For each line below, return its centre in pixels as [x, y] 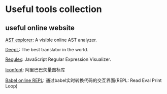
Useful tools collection [54, 9]
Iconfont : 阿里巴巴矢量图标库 [35, 70]
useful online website [40, 28]
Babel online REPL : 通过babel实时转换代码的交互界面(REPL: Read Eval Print [83, 80]
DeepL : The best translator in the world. [47, 50]
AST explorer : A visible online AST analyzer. [51, 40]
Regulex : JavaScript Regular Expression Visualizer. [58, 59]
